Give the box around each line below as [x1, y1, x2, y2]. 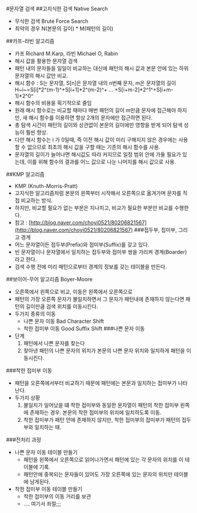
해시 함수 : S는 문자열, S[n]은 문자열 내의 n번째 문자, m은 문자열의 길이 [14, 80, 176, 87]
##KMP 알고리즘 [6, 171, 45, 178]
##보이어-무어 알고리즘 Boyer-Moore [6, 276, 93, 283]
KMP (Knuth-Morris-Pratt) [14, 183, 78, 190]
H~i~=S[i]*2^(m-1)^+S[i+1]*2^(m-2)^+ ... [14, 86, 113, 93]
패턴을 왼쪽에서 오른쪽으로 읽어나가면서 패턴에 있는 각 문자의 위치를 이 [23, 456, 184, 463]
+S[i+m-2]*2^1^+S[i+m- [114, 86, 173, 93]
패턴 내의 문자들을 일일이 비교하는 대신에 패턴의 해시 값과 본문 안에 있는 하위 [14, 65, 189, 72]
